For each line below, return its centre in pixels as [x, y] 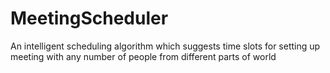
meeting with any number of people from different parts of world [143, 56]
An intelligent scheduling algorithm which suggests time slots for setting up [165, 46]
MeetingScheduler [89, 18]
